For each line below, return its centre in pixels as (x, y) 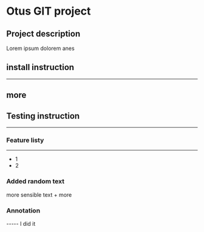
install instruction (40, 67)
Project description (43, 34)
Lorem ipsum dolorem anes (40, 48)
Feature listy (25, 140)
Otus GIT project (49, 11)
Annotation (23, 210)
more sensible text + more (39, 195)
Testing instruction (43, 116)
